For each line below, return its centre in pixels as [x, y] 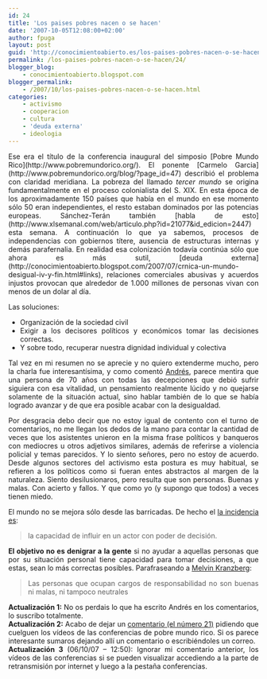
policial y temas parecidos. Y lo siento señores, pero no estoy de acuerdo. [133, 454]
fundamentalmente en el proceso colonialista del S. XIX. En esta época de [133, 190]
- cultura [39, 119]
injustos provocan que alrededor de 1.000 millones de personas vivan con [133, 283]
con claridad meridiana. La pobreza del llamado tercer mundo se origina [133, 181]
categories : [28, 97]
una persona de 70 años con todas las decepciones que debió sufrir [133, 380]
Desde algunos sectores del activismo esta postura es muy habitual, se [133, 462]
